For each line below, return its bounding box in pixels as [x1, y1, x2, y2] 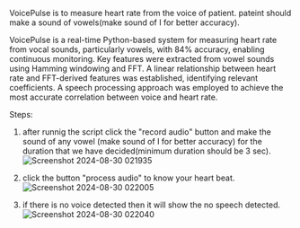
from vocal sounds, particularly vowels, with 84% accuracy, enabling [9, 44, 265, 55]
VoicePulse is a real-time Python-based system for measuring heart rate [9, 35, 278, 45]
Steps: [9, 110, 33, 119]
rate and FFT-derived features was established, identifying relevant [9, 73, 259, 83]
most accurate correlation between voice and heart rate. [9, 92, 218, 102]
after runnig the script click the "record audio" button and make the [22, 127, 271, 137]
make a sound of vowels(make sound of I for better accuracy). [9, 17, 240, 28]
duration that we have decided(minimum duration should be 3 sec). [22, 145, 271, 156]
